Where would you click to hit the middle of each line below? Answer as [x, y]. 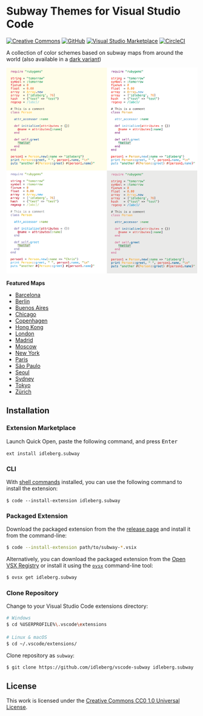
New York [27, 353]
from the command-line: [37, 536]
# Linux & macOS [27, 637]
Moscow [26, 347]
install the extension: [32, 488]
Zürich [23, 392]
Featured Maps [26, 283]
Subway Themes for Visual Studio [93, 11]
